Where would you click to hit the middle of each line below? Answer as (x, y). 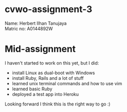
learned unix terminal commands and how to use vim (67, 83)
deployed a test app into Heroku (45, 94)
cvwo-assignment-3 (49, 9)
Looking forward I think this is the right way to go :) (58, 104)
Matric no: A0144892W (29, 28)
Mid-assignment (40, 49)
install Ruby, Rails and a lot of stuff (48, 78)
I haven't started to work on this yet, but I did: (52, 63)
